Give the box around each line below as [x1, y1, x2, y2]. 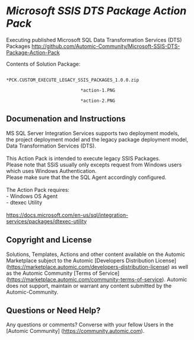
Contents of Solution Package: [6, 60, 81, 68]
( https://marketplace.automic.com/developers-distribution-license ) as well [6, 263, 189, 270]
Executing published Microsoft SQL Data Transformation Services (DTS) [6, 36, 182, 43]
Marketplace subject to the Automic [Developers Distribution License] [6, 256, 177, 264]
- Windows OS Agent [6, 193, 58, 200]
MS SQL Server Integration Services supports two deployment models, [6, 129, 179, 137]
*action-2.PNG [80, 98, 116, 104]
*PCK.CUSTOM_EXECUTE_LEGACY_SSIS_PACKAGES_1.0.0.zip [6, 77, 139, 83]
